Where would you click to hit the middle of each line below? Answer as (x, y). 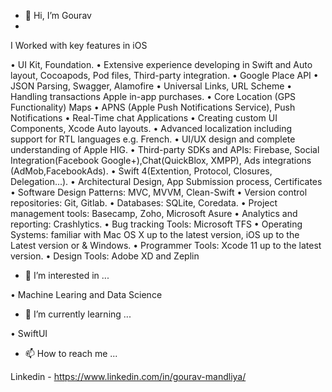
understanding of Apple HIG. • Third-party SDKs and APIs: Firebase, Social (165, 149)
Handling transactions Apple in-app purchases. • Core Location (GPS (153, 96)
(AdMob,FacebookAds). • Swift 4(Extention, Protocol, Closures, (141, 171)
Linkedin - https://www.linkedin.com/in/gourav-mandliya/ (128, 376)
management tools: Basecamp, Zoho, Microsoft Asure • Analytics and (154, 213)
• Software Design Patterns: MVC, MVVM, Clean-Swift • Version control (159, 192)
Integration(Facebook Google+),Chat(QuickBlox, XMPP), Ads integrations (161, 160)
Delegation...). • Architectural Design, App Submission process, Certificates (166, 181)
